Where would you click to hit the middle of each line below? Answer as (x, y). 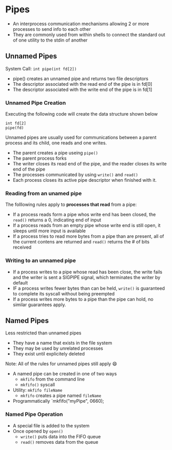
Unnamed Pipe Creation (36, 103)
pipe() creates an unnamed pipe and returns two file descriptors (81, 79)
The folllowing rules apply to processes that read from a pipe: (71, 204)
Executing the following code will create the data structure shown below (82, 114)
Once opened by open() (38, 431)
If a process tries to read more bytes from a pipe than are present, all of (88, 236)
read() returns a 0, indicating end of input (57, 220)
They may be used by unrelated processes (58, 348)
